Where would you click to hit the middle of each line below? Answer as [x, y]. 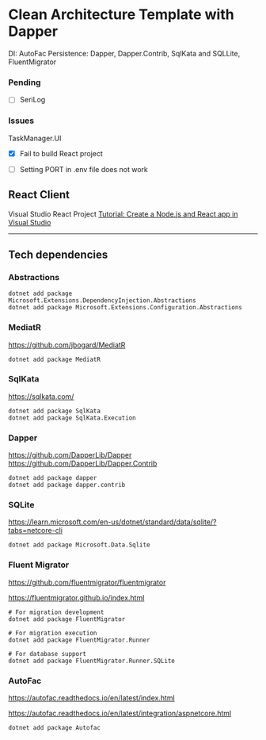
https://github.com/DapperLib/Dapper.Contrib [83, 464]
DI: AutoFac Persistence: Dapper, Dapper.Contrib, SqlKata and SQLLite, [124, 53]
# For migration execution [53, 633]
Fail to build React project [61, 153]
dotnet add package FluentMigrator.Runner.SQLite [92, 661]
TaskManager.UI [35, 138]
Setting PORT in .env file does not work [84, 169]
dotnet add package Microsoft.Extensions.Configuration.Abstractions [125, 308]
